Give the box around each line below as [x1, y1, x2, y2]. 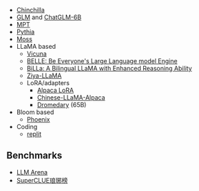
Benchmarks [6, 150, 63, 161]
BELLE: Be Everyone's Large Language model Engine [26, 57, 178, 65]
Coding [16, 123, 38, 131]
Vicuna [26, 49, 48, 58]
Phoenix [26, 115, 50, 123]
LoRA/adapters [26, 79, 70, 87]
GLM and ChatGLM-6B [16, 13, 82, 21]
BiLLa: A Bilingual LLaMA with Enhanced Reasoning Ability [26, 65, 192, 72]
